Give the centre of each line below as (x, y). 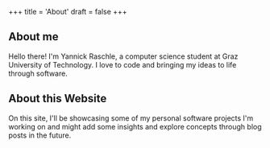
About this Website (58, 99)
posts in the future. (40, 135)
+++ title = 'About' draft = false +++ (68, 12)
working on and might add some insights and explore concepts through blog (135, 126)
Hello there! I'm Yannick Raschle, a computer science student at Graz (123, 56)
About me (33, 37)
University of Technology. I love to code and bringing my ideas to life (123, 64)
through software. (38, 73)
